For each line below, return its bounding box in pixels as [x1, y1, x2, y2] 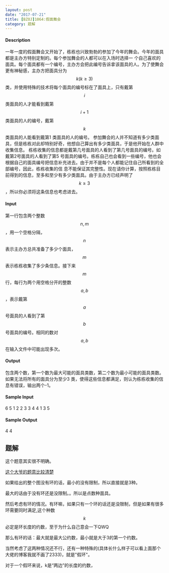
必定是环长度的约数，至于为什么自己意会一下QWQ [5, 524, 109, 530]
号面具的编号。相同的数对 [5, 329, 58, 335]
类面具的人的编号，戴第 [5, 118, 54, 124]
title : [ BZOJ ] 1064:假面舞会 [5, 17, 61, 22]
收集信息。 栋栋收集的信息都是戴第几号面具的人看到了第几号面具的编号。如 [5, 147, 161, 153]
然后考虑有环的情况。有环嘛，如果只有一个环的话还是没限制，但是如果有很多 [5, 501, 164, 507]
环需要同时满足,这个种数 [5, 507, 55, 514]
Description [5, 37, 31, 43]
